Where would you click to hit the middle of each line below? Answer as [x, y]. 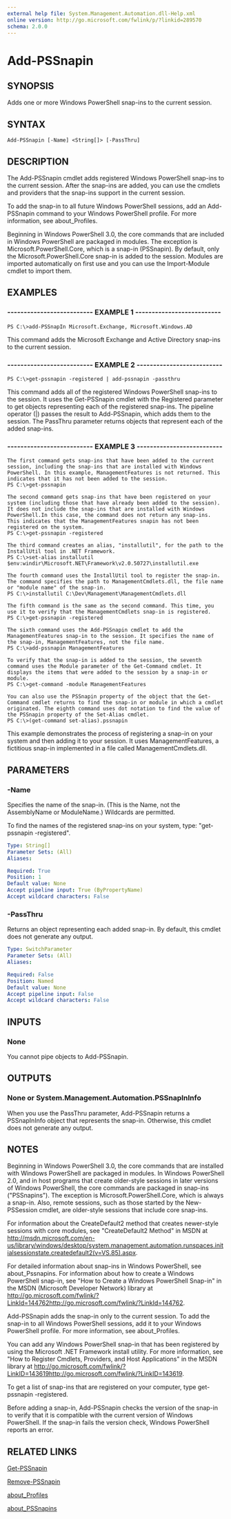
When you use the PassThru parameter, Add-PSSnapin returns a [99, 1113]
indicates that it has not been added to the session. [88, 479]
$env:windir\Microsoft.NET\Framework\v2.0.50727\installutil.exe [103, 564]
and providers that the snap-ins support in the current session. [96, 193]
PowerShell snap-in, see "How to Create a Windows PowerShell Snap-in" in [114, 1281]
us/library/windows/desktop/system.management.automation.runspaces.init [115, 1245]
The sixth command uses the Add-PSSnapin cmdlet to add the [96, 630]
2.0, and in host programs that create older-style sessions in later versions [113, 1181]
